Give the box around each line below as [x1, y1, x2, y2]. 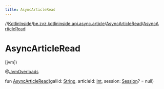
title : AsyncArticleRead [5, 7, 56, 12]
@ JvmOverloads [5, 68, 39, 74]
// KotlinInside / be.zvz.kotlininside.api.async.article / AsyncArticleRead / [5, 21, 143, 26]
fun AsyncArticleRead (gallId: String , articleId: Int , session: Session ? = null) [5, 78, 154, 84]
